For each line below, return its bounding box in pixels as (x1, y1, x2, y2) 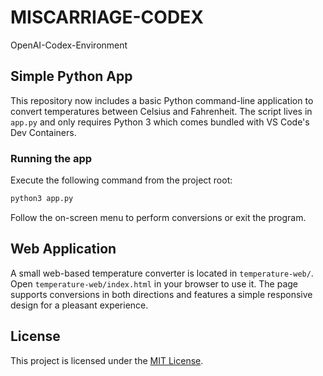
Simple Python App (10, 68, 133, 85)
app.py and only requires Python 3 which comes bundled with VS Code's (10, 116, 310, 128)
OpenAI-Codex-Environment (10, 39, 128, 51)
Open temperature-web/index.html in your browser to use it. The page (10, 277, 298, 290)
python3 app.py (10, 194, 74, 204)
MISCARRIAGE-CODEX (10, 6, 204, 29)
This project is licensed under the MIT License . (10, 354, 204, 366)
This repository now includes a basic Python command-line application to (10, 94, 314, 106)
